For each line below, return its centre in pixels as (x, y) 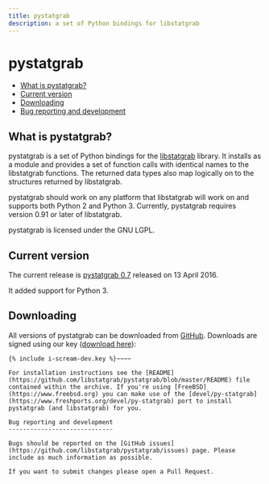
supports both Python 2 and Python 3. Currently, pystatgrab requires (122, 206)
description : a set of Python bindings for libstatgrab (104, 23)
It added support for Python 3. (58, 290)
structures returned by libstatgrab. (65, 181)
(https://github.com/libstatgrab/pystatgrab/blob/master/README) (120, 380)
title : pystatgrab (39, 16)
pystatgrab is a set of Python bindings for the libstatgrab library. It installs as (135, 156)
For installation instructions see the (75, 373)
